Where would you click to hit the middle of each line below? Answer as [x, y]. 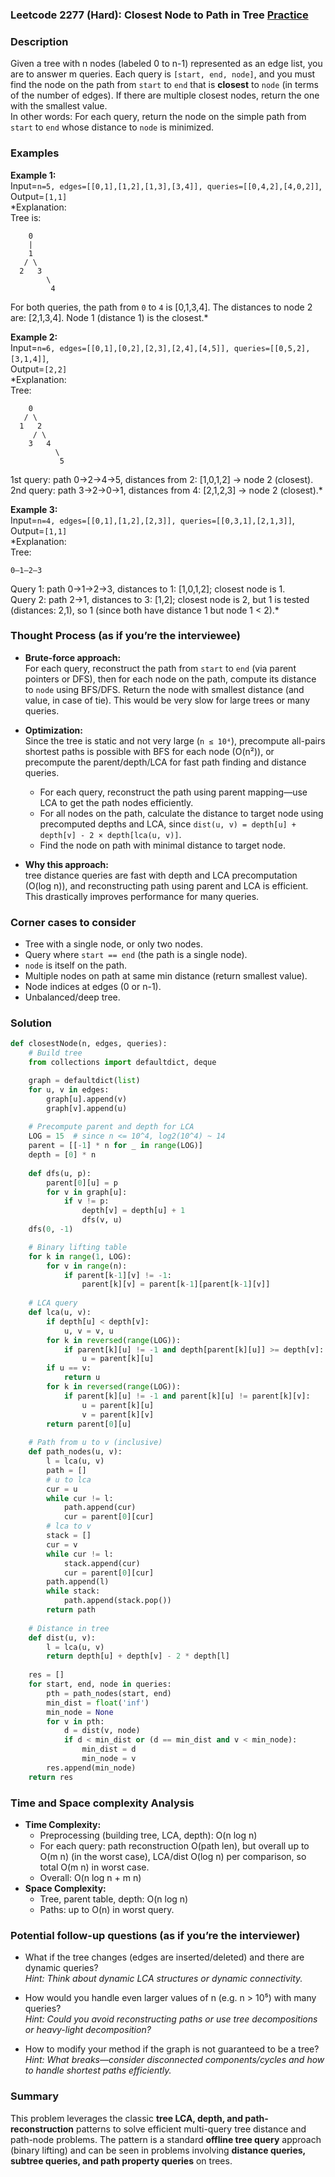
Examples [35, 153]
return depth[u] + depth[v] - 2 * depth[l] [138, 1656]
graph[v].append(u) [87, 1108]
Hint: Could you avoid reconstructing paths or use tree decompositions [171, 2019]
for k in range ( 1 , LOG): [80, 1256]
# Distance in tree [69, 1628]
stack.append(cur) [102, 1563]
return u [82, 1378]
